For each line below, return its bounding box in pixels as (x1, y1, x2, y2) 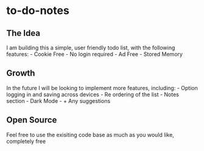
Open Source (6, 115, 57, 125)
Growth (6, 68, 35, 79)
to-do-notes (6, 4, 70, 18)
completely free (6, 138, 46, 145)
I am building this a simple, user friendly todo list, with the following (6, 44, 175, 51)
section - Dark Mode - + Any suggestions (6, 97, 111, 104)
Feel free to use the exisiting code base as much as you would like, (6, 131, 175, 138)
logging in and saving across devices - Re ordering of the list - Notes (6, 91, 180, 98)
